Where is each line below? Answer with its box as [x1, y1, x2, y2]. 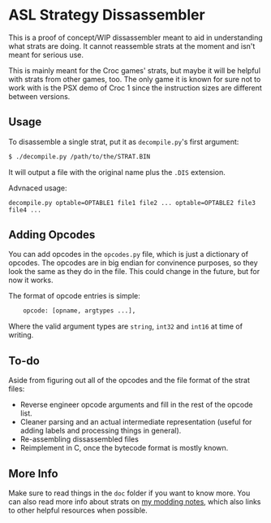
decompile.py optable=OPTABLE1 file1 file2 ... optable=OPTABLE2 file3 [8, 198, 256, 207]
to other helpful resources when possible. [8, 505, 148, 515]
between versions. [8, 91, 71, 101]
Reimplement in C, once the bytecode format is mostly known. [19, 443, 229, 453]
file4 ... [8, 206, 42, 214]
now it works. [8, 275, 54, 285]
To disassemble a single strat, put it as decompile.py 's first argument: [8, 137, 239, 146]
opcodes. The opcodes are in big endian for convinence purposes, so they [8, 258, 258, 268]
